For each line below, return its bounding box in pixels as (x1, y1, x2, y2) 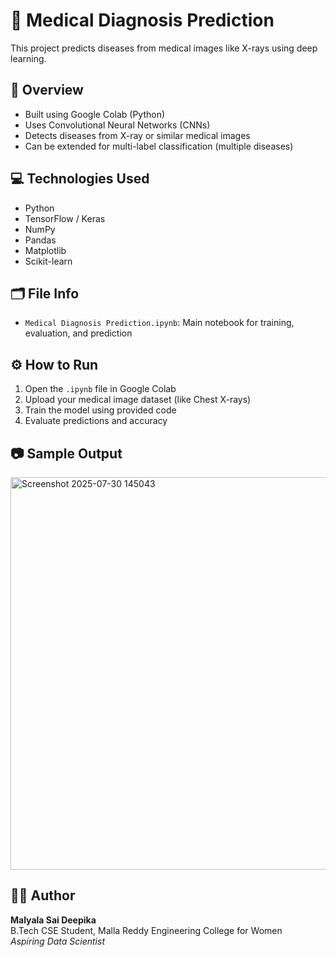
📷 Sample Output (10, 445, 123, 462)
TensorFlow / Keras (24, 212, 106, 224)
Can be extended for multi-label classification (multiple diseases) (24, 140, 294, 152)
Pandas (24, 234, 57, 246)
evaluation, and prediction (24, 327, 133, 339)
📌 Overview (10, 82, 84, 99)
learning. (10, 52, 47, 64)
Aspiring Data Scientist (10, 935, 105, 947)
